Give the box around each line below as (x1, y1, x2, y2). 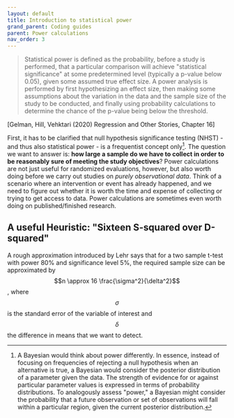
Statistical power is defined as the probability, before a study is (24, 55, 205, 63)
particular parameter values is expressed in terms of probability (17, 380, 200, 389)
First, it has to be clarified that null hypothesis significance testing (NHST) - (7, 134, 224, 143)
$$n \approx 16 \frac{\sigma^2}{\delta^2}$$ (54, 276, 180, 285)
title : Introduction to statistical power (7, 17, 132, 24)
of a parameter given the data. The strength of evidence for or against (17, 373, 219, 381)
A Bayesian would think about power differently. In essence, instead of (17, 351, 220, 359)
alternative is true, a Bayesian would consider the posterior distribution (17, 366, 221, 374)
